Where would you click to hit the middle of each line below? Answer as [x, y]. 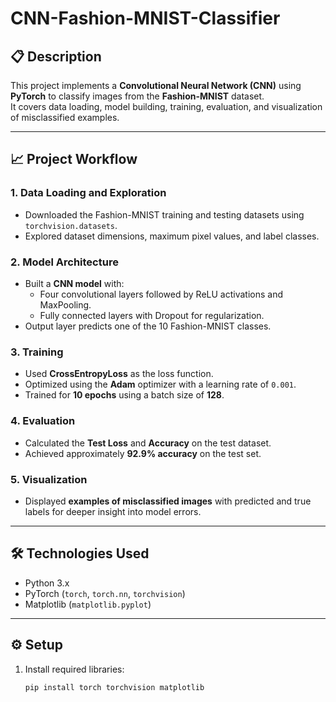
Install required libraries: [74, 669]
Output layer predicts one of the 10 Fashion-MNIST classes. [148, 326]
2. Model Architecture [64, 262]
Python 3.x [47, 583]
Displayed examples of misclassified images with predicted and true [168, 501]
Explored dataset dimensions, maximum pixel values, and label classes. [172, 236]
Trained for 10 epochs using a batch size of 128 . [124, 395]
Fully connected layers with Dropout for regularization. [152, 315]
